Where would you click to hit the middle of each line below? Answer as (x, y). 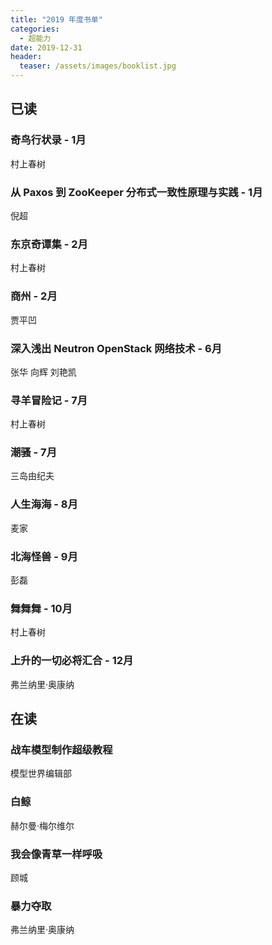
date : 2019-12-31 (46, 47)
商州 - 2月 (34, 296)
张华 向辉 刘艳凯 (43, 372)
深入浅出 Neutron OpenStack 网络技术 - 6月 (116, 348)
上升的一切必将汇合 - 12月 (72, 661)
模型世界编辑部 (41, 773)
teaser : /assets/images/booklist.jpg (98, 66)
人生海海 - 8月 (44, 504)
